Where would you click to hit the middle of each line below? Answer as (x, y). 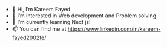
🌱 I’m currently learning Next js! (51, 22)
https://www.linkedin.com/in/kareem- (114, 29)
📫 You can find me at (39, 29)
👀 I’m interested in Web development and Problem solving (84, 16)
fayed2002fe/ (29, 37)
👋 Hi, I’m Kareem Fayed (41, 9)
